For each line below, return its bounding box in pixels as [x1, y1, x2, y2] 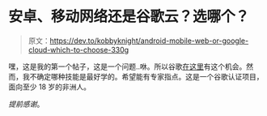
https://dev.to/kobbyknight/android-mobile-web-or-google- [49, 36, 249, 45]
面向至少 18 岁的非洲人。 [8, 82, 91, 92]
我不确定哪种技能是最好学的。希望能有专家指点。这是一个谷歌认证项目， [22, 71, 264, 81]
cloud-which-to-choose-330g [28, 45, 129, 54]
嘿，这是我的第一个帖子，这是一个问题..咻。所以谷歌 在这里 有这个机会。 [8, 62, 247, 71]
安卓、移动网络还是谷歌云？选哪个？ [8, 7, 250, 26]
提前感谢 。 [8, 99, 44, 109]
